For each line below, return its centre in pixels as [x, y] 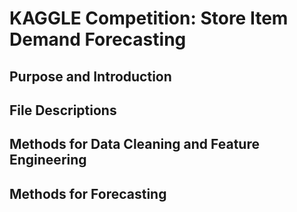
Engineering [48, 160]
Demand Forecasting [98, 39]
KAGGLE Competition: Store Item [149, 18]
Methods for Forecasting [88, 193]
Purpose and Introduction [90, 76]
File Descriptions [63, 110]
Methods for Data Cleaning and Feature [134, 144]
